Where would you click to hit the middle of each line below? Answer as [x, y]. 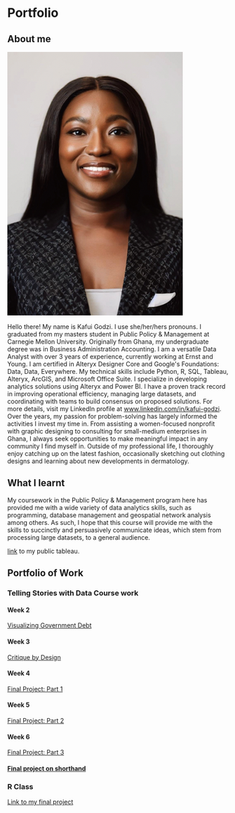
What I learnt [36, 483]
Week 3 [19, 642]
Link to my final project [40, 802]
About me [29, 39]
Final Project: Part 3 [36, 753]
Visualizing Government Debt [49, 625]
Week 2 [19, 610]
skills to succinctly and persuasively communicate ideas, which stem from [114, 530]
